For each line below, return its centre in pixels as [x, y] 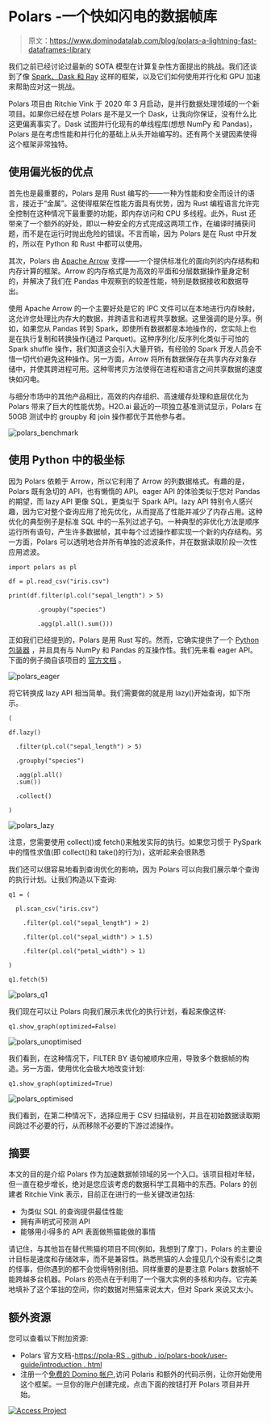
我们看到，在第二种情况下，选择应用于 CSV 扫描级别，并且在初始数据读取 [131, 1115]
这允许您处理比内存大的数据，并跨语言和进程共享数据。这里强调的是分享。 [132, 318]
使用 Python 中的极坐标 [67, 460]
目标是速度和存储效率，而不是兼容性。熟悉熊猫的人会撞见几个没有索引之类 [139, 1259]
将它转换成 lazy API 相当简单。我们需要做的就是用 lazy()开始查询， [119, 693]
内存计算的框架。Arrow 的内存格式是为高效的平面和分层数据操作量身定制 [129, 271]
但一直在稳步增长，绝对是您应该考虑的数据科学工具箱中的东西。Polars [125, 1184]
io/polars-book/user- [193, 1356]
